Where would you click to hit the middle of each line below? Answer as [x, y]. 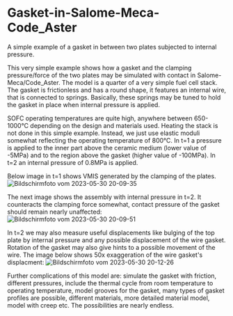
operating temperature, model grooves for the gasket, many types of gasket [116, 290]
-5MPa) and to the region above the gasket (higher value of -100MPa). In [111, 155]
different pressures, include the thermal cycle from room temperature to [110, 283]
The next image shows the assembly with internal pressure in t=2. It [104, 197]
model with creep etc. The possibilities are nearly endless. [91, 305]
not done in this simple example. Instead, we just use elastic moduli [104, 133]
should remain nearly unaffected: [55, 212]
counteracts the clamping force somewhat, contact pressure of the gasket [114, 204]
